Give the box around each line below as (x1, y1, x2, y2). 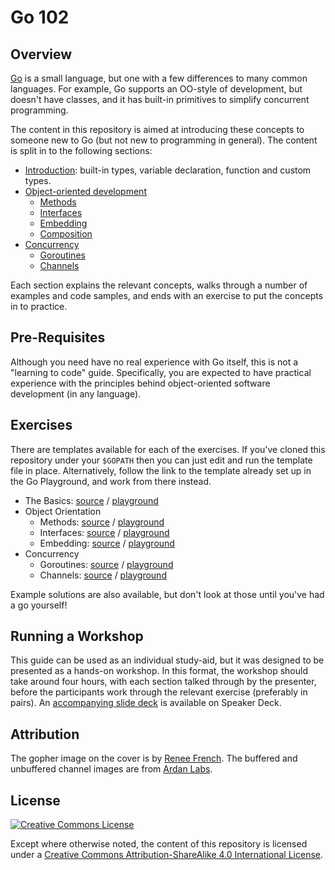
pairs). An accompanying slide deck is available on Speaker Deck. (10, 697, 282, 709)
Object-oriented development (24, 186, 147, 197)
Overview (10, 46, 73, 63)
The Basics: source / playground (24, 494, 159, 506)
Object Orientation (24, 505, 102, 517)
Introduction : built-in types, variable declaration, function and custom (24, 164, 312, 176)
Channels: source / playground (39, 569, 167, 581)
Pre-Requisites (10, 329, 106, 346)
